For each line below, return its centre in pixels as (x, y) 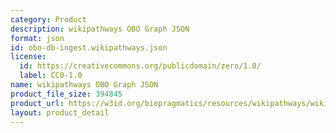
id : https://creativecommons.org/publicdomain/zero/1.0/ (140, 66)
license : (28, 57)
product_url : (37, 103)
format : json (37, 38)
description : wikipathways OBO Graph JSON (100, 29)
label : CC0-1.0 (51, 76)
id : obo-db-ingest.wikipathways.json (89, 47)
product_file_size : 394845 (66, 94)
